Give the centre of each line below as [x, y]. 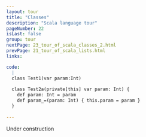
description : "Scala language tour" [52, 23]
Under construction [30, 129]
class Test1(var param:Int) [47, 78]
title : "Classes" [28, 17]
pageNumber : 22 [25, 28]
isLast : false [24, 34]
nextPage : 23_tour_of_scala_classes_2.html [61, 45]
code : [13, 67]
